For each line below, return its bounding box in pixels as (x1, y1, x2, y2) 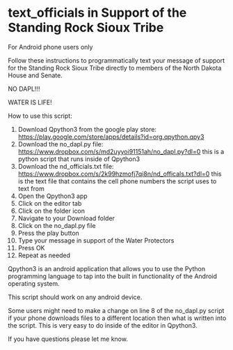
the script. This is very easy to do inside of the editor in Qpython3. (8, 321, 198, 329)
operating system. (8, 279, 60, 287)
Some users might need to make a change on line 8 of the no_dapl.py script (8, 306, 225, 314)
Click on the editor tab (17, 199, 82, 207)
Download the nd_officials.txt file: (17, 162, 114, 170)
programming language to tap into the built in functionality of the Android (8, 272, 218, 280)
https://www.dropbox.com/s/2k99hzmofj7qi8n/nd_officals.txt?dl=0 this (17, 169, 222, 178)
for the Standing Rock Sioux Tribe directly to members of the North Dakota (8, 63, 222, 72)
